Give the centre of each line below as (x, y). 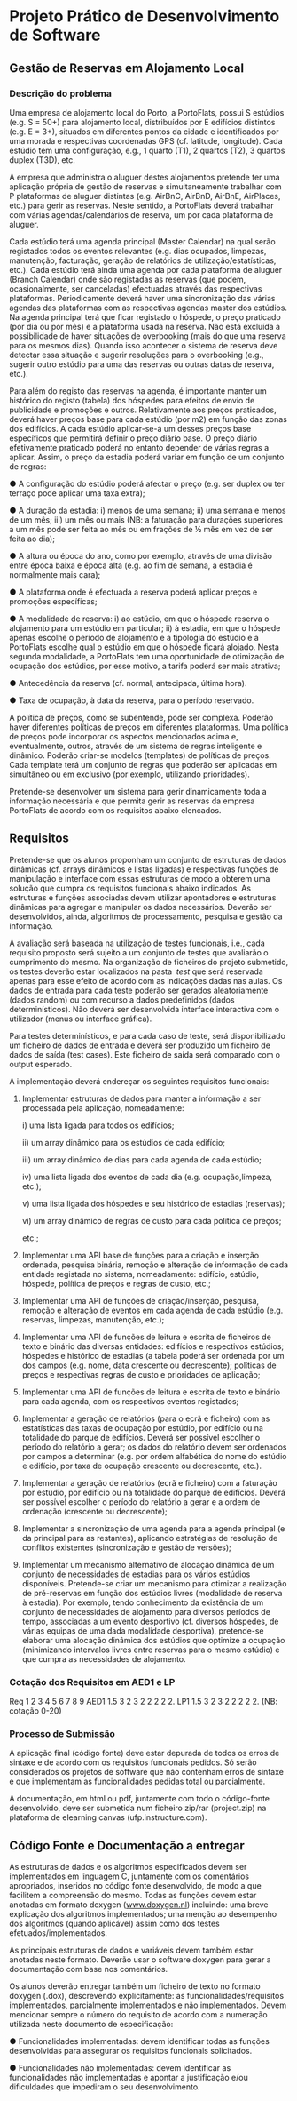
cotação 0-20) (35, 1710)
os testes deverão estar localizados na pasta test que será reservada (136, 971)
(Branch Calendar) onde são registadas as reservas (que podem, (128, 279)
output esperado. (41, 1064)
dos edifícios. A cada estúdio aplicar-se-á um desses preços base (130, 428)
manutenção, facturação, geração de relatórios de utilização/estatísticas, (143, 260)
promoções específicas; (53, 601)
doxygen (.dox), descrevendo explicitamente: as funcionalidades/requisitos (147, 1996)
